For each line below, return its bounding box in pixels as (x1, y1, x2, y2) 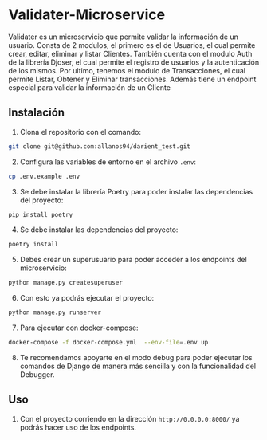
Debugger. (19, 369, 55, 379)
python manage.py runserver (8, 308, 102, 316)
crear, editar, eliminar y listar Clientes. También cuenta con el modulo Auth (8, 49, 253, 58)
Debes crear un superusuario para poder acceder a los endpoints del (19, 255, 247, 265)
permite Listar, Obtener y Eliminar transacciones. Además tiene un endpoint (8, 74, 257, 84)
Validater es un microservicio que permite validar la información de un (8, 32, 239, 41)
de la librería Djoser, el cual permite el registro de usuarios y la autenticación (8, 57, 260, 67)
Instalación (8, 106, 65, 120)
